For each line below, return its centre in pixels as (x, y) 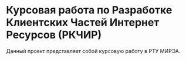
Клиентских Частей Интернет (83, 22)
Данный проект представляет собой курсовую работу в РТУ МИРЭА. (93, 51)
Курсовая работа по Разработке (89, 10)
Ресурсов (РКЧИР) (54, 35)
